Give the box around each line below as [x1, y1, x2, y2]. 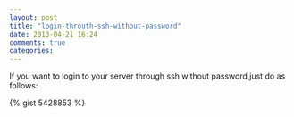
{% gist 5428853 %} [9, 97, 86, 108]
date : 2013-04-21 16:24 [9, 29, 98, 38]
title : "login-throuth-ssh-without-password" [9, 21, 181, 30]
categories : [9, 46, 54, 55]
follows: [9, 80, 38, 91]
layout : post [9, 13, 58, 22]
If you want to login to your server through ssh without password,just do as [9, 71, 286, 81]
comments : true [9, 38, 66, 47]
